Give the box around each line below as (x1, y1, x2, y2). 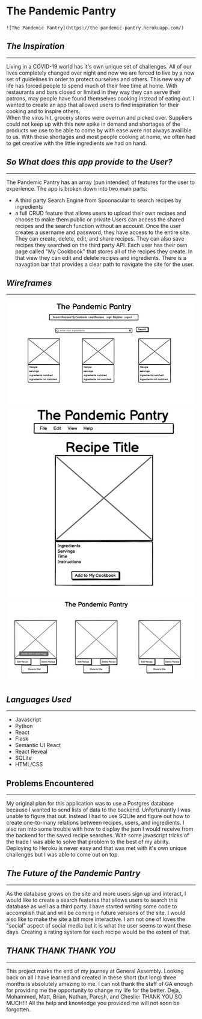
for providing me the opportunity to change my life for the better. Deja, (6, 987, 180, 994)
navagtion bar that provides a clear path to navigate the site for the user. (14, 260, 194, 268)
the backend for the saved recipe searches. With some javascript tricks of (6, 831, 189, 839)
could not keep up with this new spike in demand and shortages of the (6, 120, 180, 128)
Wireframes (6, 278, 52, 288)
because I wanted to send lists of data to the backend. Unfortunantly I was (6, 806, 191, 813)
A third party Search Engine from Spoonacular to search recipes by (14, 197, 182, 204)
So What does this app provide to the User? (6, 157, 173, 167)
